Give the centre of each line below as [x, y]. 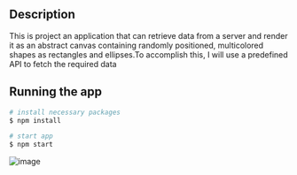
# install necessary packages [65, 112]
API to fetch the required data [63, 64]
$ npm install [35, 120]
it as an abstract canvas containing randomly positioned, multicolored [137, 45]
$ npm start [31, 145]
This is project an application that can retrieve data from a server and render [148, 35]
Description [42, 15]
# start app [31, 136]
